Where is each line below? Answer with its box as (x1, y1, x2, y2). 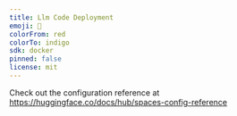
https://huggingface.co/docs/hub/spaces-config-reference (9, 96, 228, 107)
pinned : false (9, 54, 63, 63)
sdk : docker (9, 46, 54, 55)
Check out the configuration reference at (9, 87, 160, 98)
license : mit (9, 63, 58, 72)
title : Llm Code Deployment (9, 12, 114, 22)
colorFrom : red (9, 29, 66, 38)
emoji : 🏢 (9, 21, 42, 30)
